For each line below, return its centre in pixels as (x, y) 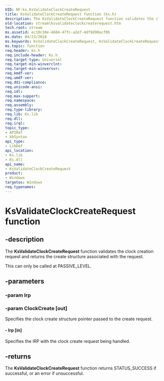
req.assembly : (20, 105)
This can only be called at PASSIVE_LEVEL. (48, 266)
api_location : (20, 151)
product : (14, 173)
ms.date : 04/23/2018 (26, 37)
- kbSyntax (16, 137)
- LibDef (14, 146)
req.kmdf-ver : (20, 73)
